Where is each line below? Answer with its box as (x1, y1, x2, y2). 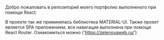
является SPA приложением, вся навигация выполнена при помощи (5, 24, 151, 30)
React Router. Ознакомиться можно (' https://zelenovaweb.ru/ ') (5, 30, 137, 35)
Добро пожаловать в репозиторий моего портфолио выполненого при (5, 4, 156, 10)
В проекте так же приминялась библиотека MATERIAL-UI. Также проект (5, 19, 159, 25)
